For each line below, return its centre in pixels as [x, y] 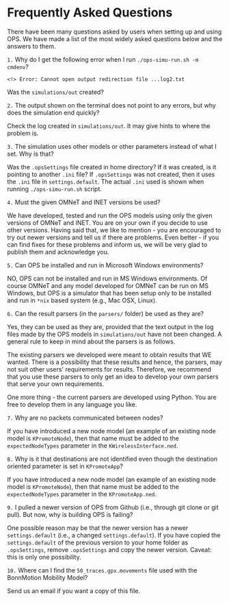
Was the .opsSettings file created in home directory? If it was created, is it [112, 167]
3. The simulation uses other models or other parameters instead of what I [112, 146]
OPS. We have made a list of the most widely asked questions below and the [115, 38]
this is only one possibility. [44, 557]
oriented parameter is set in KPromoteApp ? [65, 466]
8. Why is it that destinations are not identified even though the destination [112, 459]
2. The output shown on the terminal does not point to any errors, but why [112, 105]
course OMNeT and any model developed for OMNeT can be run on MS [108, 285]
